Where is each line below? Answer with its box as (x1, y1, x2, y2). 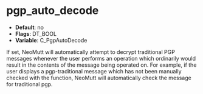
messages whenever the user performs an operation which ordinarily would (6, 55, 196, 62)
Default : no (15, 24, 44, 31)
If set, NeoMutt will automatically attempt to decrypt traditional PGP (6, 48, 175, 55)
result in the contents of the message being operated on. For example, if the (6, 61, 197, 69)
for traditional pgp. (6, 80, 53, 88)
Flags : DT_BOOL (15, 30, 57, 37)
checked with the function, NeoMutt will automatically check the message (6, 74, 191, 81)
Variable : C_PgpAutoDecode (15, 36, 88, 44)
